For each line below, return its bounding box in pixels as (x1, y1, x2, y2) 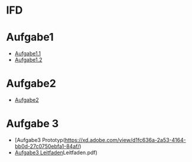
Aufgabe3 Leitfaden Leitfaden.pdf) (14, 149, 97, 156)
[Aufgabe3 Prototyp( (14, 137, 65, 143)
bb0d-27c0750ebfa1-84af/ (14, 143, 80, 150)
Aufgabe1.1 (14, 50, 41, 57)
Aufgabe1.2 (14, 57, 43, 64)
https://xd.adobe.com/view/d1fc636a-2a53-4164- (64, 137, 186, 143)
